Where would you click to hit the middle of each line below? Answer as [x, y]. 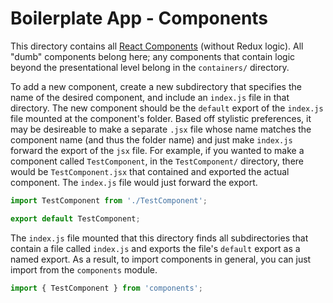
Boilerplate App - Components [139, 18]
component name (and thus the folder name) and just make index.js [151, 139]
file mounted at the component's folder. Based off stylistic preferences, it [161, 118]
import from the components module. [84, 269]
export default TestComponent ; [75, 218]
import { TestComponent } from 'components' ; [106, 288]
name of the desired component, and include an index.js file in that [150, 97]
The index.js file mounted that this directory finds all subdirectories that [159, 238]
